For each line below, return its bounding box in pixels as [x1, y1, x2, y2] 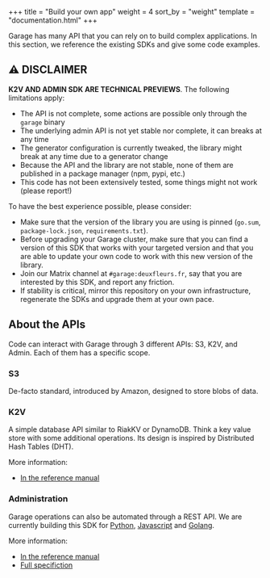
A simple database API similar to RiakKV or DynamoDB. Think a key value [8, 425, 251, 434]
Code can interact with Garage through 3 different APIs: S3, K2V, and [8, 339, 238, 349]
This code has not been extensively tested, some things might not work [19, 177, 258, 186]
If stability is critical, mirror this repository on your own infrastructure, [19, 286, 251, 295]
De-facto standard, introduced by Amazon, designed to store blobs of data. [8, 386, 259, 396]
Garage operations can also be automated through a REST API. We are [8, 512, 243, 521]
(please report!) [19, 186, 73, 195]
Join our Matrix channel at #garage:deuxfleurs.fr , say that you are [19, 268, 243, 278]
